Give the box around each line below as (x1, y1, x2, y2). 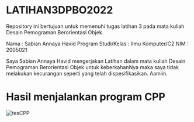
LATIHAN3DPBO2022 (6, 3, 113, 17)
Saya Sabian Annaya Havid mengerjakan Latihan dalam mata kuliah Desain (6, 58, 186, 64)
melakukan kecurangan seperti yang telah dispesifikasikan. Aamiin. (6, 70, 168, 77)
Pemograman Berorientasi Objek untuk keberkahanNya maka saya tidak (6, 63, 179, 70)
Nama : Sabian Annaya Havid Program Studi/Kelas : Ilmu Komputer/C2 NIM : (6, 40, 189, 47)
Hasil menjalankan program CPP (6, 91, 165, 103)
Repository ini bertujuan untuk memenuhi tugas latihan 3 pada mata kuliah (6, 23, 185, 30)
